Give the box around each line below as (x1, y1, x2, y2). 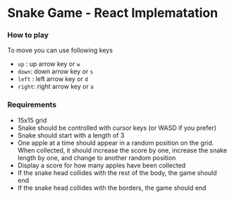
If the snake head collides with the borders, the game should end (17, 183, 207, 192)
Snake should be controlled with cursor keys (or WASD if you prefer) (17, 123, 217, 132)
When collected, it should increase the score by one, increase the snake (17, 146, 228, 155)
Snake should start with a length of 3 (17, 131, 125, 139)
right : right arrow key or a (17, 83, 94, 91)
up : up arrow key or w (17, 60, 80, 68)
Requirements (7, 100, 57, 110)
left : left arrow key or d (17, 75, 88, 83)
